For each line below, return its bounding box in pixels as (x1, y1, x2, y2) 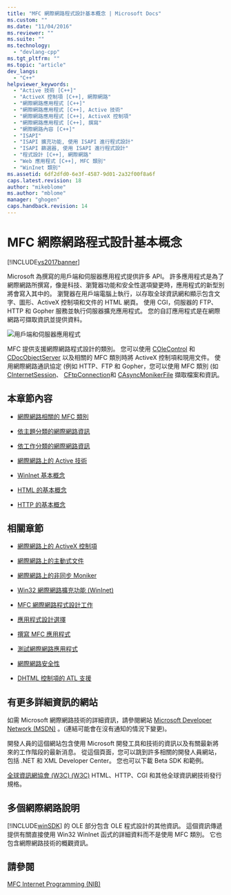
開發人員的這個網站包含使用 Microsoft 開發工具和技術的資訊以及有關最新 (7, 740, 213, 748)
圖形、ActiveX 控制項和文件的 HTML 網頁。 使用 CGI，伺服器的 (19, 298, 199, 306)
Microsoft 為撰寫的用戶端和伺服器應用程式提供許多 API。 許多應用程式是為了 (7, 272, 224, 280)
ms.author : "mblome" (7, 190, 67, 197)
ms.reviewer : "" (7, 29, 54, 37)
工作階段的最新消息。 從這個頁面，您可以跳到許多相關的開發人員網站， (19, 748, 221, 756)
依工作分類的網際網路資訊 (17, 441, 90, 450)
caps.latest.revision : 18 (7, 177, 81, 184)
